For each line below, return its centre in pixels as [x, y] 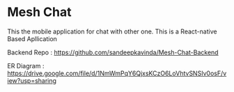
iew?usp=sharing [32, 80]
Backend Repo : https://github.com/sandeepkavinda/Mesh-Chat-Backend [113, 52]
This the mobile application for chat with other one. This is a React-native [112, 31]
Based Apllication [32, 38]
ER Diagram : [26, 66]
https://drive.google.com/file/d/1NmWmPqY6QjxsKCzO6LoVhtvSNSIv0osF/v [117, 73]
